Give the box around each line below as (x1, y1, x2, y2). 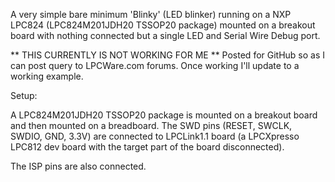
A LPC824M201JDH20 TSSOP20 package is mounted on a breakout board (10, 109, 318, 121)
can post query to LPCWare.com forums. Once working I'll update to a (10, 60, 300, 71)
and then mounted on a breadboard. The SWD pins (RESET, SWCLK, (10, 120, 293, 131)
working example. (10, 70, 84, 82)
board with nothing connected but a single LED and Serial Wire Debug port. (10, 30, 321, 41)
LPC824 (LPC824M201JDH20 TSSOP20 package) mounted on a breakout (10, 19, 316, 31)
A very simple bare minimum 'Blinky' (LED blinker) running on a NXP (10, 9, 292, 20)
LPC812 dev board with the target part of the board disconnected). (10, 141, 285, 153)
